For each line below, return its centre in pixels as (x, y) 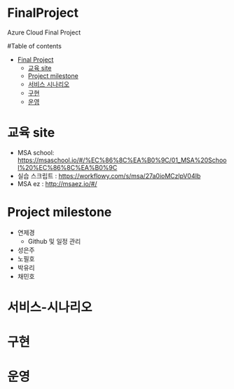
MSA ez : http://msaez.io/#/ (57, 183)
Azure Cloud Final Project (44, 32)
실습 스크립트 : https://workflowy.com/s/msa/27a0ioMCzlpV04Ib (109, 176)
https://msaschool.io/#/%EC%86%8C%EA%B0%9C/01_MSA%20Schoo (122, 160)
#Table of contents (34, 46)
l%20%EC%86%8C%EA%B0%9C (67, 167)
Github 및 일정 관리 (54, 241)
